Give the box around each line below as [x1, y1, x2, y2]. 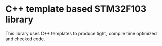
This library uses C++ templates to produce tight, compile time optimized [5, 30, 157, 36]
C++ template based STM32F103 [5, 3, 147, 15]
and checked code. [5, 36, 45, 42]
